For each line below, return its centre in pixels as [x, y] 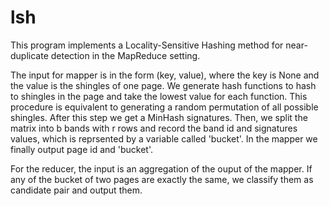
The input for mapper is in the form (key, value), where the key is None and [165, 75]
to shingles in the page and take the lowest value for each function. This [159, 96]
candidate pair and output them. [76, 190]
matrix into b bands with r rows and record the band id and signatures [154, 128]
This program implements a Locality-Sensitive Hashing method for [147, 45]
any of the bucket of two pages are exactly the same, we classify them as [162, 179]
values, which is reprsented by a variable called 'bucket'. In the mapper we [164, 138]
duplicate [29, 55]
